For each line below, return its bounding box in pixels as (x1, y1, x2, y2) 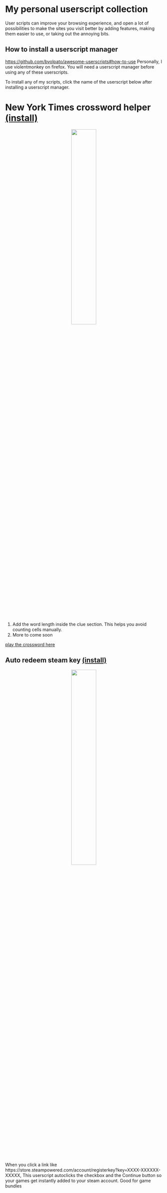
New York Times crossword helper (5, 102, 151, 113)
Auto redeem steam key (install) (5, 656, 107, 665)
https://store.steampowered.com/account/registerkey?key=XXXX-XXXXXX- (5, 1167, 161, 1173)
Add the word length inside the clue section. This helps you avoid (12, 621, 147, 627)
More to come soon (12, 632, 53, 638)
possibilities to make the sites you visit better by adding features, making (5, 25, 155, 31)
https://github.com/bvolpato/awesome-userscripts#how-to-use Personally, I (5, 59, 162, 65)
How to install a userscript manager (5, 45, 118, 54)
